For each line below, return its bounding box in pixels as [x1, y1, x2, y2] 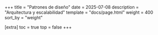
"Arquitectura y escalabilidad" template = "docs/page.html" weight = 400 [4, 9, 154, 15]
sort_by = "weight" [4, 15, 43, 20]
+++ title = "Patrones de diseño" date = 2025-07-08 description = [4, 4, 139, 10]
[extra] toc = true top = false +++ [4, 24, 72, 30]
